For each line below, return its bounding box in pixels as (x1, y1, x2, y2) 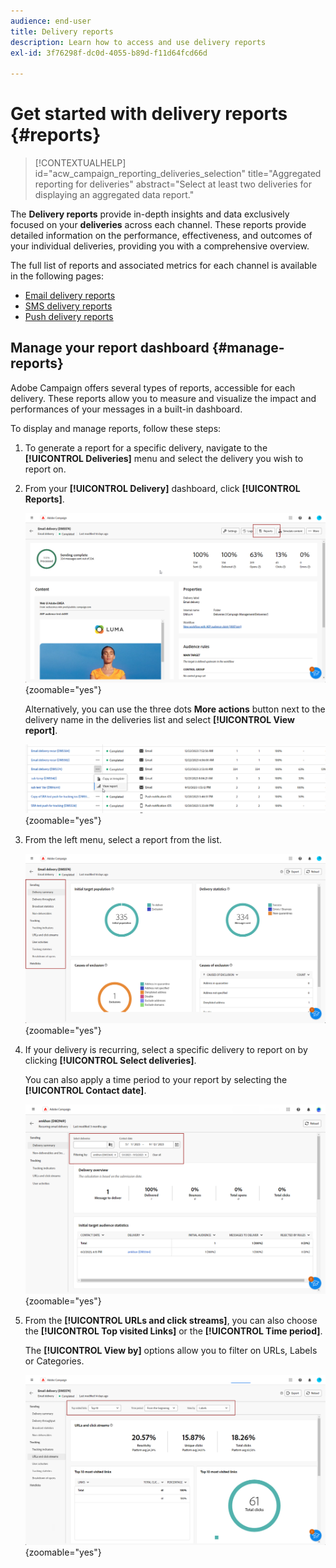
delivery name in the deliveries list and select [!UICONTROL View (24, 714, 295, 726)
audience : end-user (10, 16, 92, 26)
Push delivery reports (24, 311, 114, 323)
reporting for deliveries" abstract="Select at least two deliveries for (34, 178, 312, 190)
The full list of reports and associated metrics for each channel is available (10, 260, 318, 272)
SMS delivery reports (24, 300, 113, 312)
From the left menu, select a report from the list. (24, 833, 223, 845)
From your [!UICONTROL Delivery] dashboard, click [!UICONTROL (24, 482, 301, 494)
